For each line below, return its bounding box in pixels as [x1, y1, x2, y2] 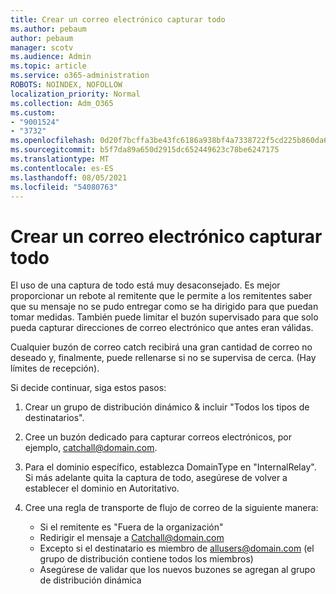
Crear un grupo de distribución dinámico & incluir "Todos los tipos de [24, 401, 310, 413]
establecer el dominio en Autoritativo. [24, 482, 180, 495]
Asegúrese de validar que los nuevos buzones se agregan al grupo [39, 564, 316, 576]
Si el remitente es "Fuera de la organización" [39, 521, 224, 533]
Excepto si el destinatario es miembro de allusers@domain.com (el [39, 542, 315, 555]
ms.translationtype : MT [10, 154, 110, 164]
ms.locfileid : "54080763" [10, 182, 118, 192]
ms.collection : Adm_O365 [10, 98, 114, 108]
